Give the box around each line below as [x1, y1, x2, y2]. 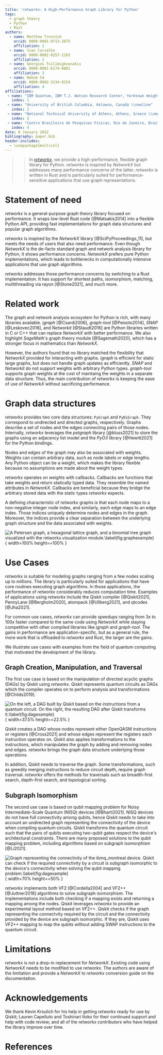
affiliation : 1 [14, 43, 45, 48]
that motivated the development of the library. [5, 649, 97, 655]
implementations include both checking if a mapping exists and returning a [5, 896, 154, 901]
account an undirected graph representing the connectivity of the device [5, 820, 150, 826]
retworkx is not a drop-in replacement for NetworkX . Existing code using [5, 960, 150, 966]
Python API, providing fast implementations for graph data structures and [5, 220, 151, 227]
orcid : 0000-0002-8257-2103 [14, 52, 70, 58]
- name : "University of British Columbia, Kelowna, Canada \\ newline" [7, 102, 153, 107]
